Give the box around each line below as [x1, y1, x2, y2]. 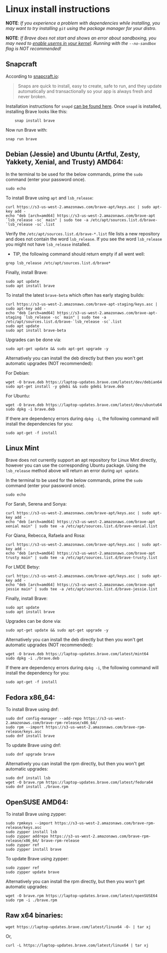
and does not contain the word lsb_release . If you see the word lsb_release [5, 236, 163, 242]
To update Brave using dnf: [5, 742, 61, 749]
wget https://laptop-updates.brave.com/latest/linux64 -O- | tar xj [5, 924, 151, 930]
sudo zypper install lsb [5, 829, 57, 834]
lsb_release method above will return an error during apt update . [5, 468, 140, 474]
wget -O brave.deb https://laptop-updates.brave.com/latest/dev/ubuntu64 [5, 402, 163, 407]
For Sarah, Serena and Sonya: [5, 501, 67, 507]
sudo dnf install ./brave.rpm [5, 784, 69, 789]
